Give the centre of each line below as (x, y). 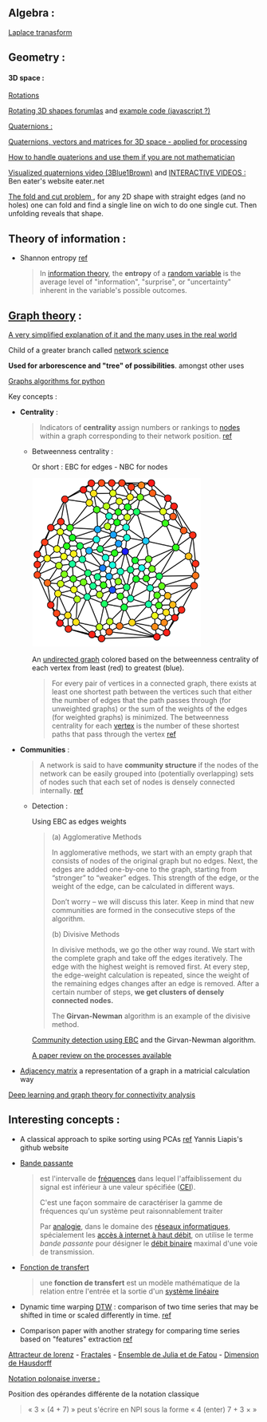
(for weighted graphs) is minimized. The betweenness (140, 717)
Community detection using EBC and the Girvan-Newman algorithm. (144, 1040)
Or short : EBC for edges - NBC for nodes (100, 467)
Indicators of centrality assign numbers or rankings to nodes (140, 428)
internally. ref (61, 790)
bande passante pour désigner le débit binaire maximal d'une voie (148, 1243)
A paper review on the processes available (102, 1055)
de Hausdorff (30, 1363)
